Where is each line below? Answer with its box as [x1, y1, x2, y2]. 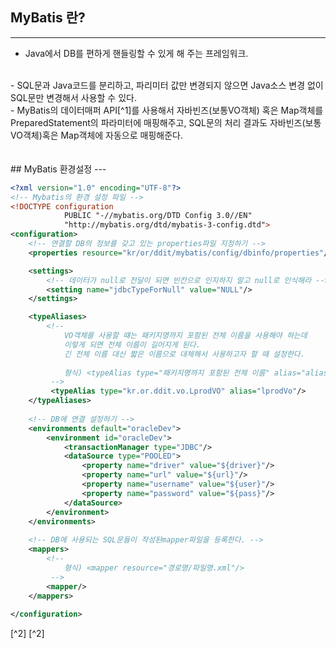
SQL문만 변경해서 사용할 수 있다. [10, 91, 137, 103]
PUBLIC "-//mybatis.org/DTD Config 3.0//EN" [63, 211, 253, 221]
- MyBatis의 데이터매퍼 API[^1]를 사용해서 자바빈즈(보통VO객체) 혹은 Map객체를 [10, 104, 324, 116]
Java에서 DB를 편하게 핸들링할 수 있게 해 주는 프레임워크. [24, 47, 249, 59]
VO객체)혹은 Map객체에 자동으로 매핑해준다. [10, 129, 184, 141]
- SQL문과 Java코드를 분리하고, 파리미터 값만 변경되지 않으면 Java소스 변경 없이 [10, 79, 324, 91]
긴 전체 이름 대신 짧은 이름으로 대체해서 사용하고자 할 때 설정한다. [63, 349, 305, 359]
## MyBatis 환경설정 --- [10, 163, 107, 175]
